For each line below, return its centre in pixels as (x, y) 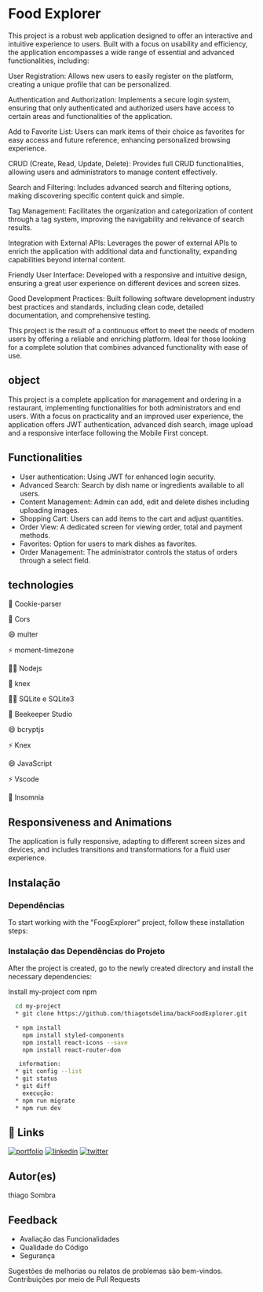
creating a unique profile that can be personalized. (89, 84)
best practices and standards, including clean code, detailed (106, 306)
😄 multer (23, 634)
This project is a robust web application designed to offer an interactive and (130, 35)
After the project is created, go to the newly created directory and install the (131, 968)
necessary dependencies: (50, 977)
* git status (37, 1079)
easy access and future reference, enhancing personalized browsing (119, 139)
